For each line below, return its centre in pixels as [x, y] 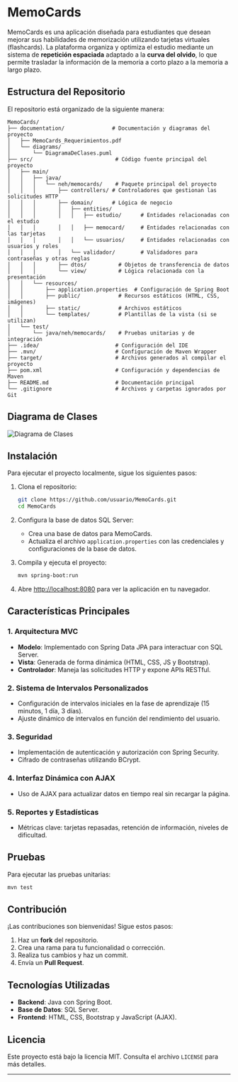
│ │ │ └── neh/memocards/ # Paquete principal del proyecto [112, 184]
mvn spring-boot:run [48, 576]
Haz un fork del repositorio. [58, 940]
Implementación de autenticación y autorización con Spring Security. [118, 752]
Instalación [33, 456]
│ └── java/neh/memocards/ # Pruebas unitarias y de [101, 333]
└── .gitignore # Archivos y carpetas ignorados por [117, 389]
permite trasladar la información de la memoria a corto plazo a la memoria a [118, 62]
